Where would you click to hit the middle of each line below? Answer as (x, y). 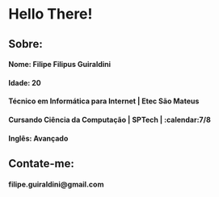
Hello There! (51, 14)
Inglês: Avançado (38, 138)
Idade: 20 (25, 82)
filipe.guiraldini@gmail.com (56, 184)
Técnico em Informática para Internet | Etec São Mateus (104, 101)
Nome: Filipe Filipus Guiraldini (60, 65)
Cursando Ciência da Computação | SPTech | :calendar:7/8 (110, 119)
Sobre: (25, 44)
